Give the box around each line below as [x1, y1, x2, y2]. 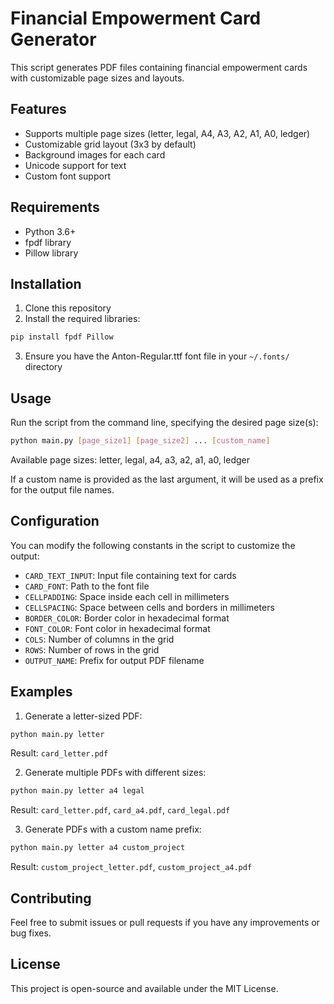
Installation [10, 275, 82, 292]
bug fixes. [10, 927, 52, 939]
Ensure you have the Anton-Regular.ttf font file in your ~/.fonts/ [24, 350, 290, 362]
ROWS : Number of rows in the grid [24, 643, 160, 656]
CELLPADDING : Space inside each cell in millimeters [24, 590, 230, 602]
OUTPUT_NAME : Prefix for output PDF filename [24, 654, 205, 666]
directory [24, 361, 63, 373]
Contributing [10, 890, 92, 907]
